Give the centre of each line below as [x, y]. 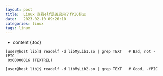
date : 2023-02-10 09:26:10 [36, 19]
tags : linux [18, 28]
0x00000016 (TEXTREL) [30, 60]
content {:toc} [27, 42]
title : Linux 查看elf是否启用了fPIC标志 [46, 14]
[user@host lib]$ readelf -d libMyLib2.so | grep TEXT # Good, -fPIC [81, 69]
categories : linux [24, 24]
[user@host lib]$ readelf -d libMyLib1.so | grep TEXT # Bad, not [78, 52]
